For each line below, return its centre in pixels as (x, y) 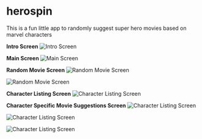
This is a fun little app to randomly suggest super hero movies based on (97, 28)
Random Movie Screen (36, 70)
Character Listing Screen (39, 93)
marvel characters (29, 34)
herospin (30, 11)
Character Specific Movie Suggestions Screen (66, 105)
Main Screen (23, 58)
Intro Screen (22, 46)
